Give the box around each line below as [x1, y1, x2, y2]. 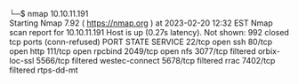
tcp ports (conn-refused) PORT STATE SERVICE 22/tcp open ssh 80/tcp [9, 36, 273, 47]
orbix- [257, 46, 280, 57]
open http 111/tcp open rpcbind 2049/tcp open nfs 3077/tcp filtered [9, 46, 256, 57]
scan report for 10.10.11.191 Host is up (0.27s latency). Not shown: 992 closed [9, 27, 289, 37]
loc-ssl [9, 56, 35, 65]
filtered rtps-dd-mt [9, 65, 78, 75]
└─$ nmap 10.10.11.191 [9, 9, 89, 19]
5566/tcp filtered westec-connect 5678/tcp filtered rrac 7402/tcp [36, 56, 276, 65]
